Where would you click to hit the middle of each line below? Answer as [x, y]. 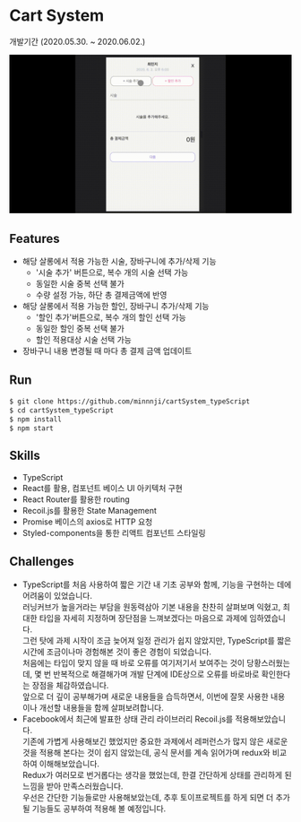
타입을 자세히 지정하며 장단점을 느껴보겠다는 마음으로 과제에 [143, 618]
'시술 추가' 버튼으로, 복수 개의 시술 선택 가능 [112, 273]
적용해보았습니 [261, 719]
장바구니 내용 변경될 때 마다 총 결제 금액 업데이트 [107, 351]
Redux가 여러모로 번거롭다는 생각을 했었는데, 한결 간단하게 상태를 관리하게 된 [157, 774]
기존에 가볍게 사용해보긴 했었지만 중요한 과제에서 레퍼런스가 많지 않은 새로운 [155, 741]
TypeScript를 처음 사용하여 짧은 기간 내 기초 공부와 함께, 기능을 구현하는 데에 [157, 584]
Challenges [42, 562]
